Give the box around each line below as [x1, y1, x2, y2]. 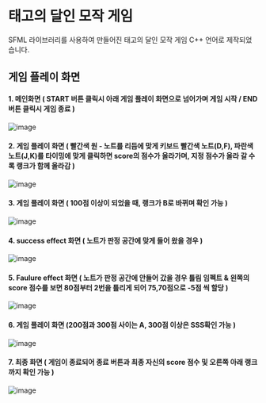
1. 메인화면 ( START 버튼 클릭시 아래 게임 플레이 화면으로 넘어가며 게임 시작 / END [8, 94, 258, 103]
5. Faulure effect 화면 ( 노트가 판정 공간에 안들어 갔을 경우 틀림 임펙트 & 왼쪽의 [8, 273, 250, 282]
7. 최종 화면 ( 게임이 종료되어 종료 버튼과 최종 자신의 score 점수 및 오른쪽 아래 [8, 358, 244, 367]
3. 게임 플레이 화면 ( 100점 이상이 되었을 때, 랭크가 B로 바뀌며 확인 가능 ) [8, 198, 228, 208]
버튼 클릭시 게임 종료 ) [8, 104, 75, 113]
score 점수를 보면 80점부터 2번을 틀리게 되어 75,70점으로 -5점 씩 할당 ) [8, 282, 229, 292]
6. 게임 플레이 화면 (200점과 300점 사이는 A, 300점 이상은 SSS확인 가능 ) [8, 320, 236, 329]
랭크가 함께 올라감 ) [16, 161, 75, 171]
